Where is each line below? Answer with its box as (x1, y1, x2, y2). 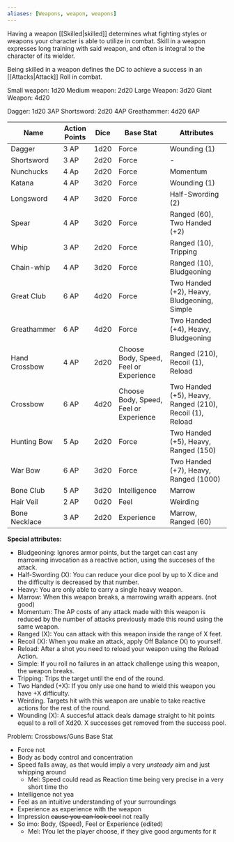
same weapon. (17, 622, 61, 631)
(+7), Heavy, (169, 465, 211, 475)
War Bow (10, 465, 40, 475)
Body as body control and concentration (17, 753, 134, 761)
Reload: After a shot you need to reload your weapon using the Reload (17, 644, 219, 652)
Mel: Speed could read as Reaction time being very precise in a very (27, 775, 224, 783)
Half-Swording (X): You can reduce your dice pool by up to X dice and (17, 570, 219, 579)
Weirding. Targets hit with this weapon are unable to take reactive (17, 696, 205, 705)
